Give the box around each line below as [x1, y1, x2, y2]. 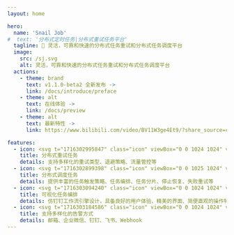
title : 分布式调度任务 [19, 172, 79, 179]
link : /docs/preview [25, 107, 86, 114]
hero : [7, 22, 23, 30]
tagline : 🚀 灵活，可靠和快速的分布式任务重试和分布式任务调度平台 [13, 43, 183, 50]
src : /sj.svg [19, 55, 58, 63]
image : [13, 49, 33, 56]
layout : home [7, 10, 45, 17]
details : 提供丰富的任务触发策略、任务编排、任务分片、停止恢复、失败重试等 [19, 178, 214, 185]
